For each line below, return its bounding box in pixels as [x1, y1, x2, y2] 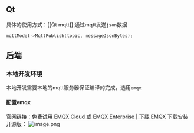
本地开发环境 [6, 70, 43, 78]
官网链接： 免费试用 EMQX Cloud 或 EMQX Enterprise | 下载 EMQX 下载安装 [6, 113, 189, 120]
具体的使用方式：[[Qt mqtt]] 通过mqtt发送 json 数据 [6, 21, 128, 28]
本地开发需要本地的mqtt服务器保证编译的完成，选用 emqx [6, 84, 142, 91]
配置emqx [6, 98, 31, 105]
